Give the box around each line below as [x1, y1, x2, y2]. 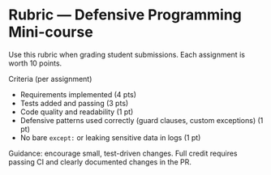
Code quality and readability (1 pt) [19, 107, 134, 117]
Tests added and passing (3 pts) [19, 98, 129, 108]
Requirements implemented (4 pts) [19, 89, 136, 99]
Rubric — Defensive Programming [8, 6, 242, 24]
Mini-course [8, 23, 93, 41]
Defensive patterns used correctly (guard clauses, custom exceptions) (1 [19, 115, 264, 125]
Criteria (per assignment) [8, 74, 92, 83]
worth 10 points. [8, 58, 62, 68]
